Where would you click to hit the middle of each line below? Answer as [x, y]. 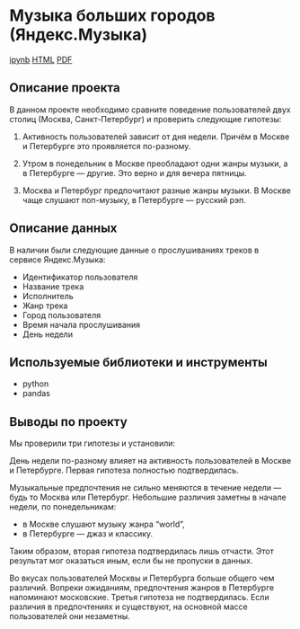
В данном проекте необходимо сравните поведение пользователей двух [150, 110]
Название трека [53, 286]
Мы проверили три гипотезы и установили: [93, 443]
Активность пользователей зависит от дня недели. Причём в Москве [156, 137]
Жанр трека [45, 306]
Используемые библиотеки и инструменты [138, 362]
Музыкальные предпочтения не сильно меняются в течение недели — [146, 488]
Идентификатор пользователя [80, 277]
